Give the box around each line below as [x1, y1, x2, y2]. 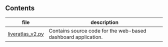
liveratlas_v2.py [7, 30, 44, 37]
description [90, 18, 119, 25]
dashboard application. [48, 33, 103, 40]
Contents [5, 4, 35, 12]
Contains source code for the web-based [48, 27, 146, 34]
